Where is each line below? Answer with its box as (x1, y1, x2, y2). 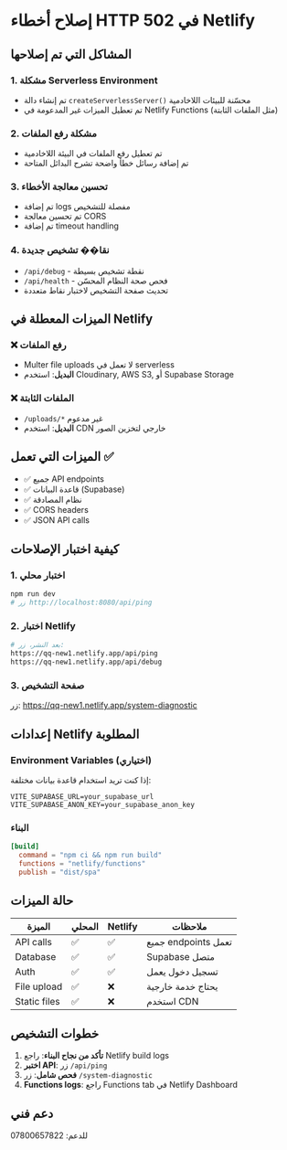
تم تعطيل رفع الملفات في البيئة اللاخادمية (23, 148, 163, 159)
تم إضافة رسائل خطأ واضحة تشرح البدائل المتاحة (23, 157, 189, 169)
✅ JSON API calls (23, 514, 90, 526)
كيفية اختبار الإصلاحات (10, 541, 120, 557)
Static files (15, 995, 60, 1007)
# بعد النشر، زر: (10, 641, 65, 650)
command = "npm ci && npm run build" (18, 851, 163, 860)
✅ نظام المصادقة (23, 494, 82, 505)
